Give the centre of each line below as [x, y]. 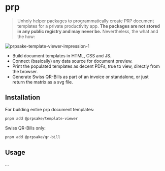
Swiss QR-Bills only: [25, 128]
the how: [26, 37]
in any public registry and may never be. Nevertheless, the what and [88, 31]
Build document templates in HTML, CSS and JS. [62, 55]
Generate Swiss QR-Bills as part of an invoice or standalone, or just [80, 77]
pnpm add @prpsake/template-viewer [42, 118]
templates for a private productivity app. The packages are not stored [88, 26]
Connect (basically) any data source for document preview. [72, 61]
